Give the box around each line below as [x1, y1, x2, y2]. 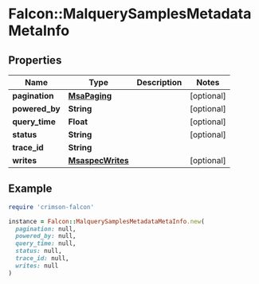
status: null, [15, 247, 62, 255]
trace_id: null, [15, 255, 69, 263]
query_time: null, [15, 239, 77, 247]
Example [8, 182, 53, 196]
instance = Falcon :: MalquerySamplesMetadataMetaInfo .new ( [8, 217, 205, 225]
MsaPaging [68, 91, 112, 101]
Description [136, 77, 182, 88]
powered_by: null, [15, 232, 77, 240]
